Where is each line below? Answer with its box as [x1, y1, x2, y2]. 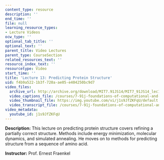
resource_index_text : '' [5, 62, 56, 67]
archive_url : [9, 89, 36, 94]
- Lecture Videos [5, 30, 41, 35]
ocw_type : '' [5, 35, 32, 40]
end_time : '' [5, 16, 32, 21]
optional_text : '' [5, 44, 42, 48]
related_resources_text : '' [5, 57, 62, 62]
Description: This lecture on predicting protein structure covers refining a [5, 125, 153, 131]
